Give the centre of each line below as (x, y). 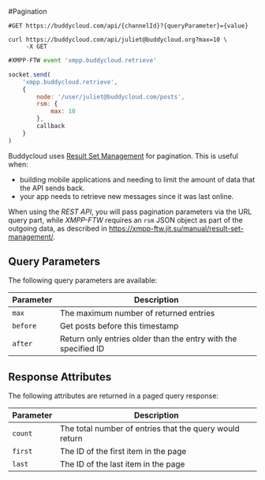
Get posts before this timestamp (119, 326)
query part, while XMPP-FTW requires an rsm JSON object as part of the (125, 219)
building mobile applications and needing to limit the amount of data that (137, 179)
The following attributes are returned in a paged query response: (114, 396)
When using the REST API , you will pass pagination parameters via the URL (130, 212)
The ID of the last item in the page (122, 464)
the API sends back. (52, 188)
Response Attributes (60, 377)
